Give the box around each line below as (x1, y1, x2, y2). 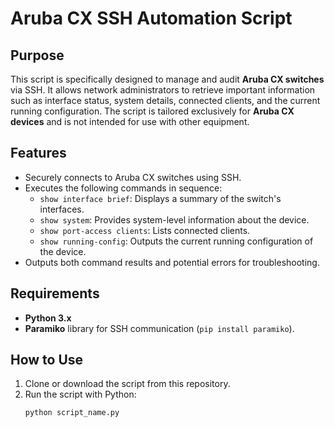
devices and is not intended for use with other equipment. (10, 116, 250, 127)
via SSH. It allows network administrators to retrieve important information (10, 84, 316, 96)
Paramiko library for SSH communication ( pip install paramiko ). (24, 322, 295, 334)
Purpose (10, 47, 65, 64)
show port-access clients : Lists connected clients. (39, 224, 251, 236)
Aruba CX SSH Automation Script (10, 7, 293, 30)
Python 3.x (24, 312, 72, 324)
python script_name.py (24, 408, 120, 418)
